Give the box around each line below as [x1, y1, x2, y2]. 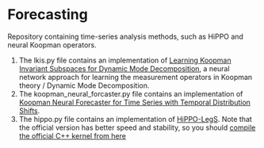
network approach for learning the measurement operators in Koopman [18, 72, 253, 82]
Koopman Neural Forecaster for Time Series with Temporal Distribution [18, 97, 251, 107]
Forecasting [7, 6, 88, 24]
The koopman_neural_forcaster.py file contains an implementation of [18, 89, 243, 98]
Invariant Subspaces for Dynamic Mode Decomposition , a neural [18, 63, 231, 73]
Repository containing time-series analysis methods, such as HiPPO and [7, 32, 243, 41]
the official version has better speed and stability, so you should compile [18, 123, 256, 132]
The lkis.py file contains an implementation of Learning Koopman [18, 55, 231, 65]
